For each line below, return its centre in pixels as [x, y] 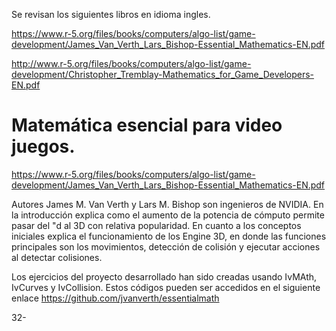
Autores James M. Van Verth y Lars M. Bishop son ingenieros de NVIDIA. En [167, 204]
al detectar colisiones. [57, 257]
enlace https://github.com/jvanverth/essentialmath [115, 298]
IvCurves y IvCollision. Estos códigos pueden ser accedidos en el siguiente [166, 287]
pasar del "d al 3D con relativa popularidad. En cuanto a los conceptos [156, 225]
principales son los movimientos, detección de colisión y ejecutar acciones [166, 246]
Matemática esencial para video [147, 125]
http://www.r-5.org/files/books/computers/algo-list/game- [131, 63]
